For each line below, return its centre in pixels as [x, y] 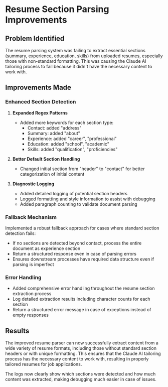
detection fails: [21, 233]
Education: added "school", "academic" [68, 144]
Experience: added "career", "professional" [72, 139]
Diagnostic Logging [33, 184]
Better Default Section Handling [46, 159]
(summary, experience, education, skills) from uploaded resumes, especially [84, 56]
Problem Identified [35, 38]
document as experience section [46, 248]
